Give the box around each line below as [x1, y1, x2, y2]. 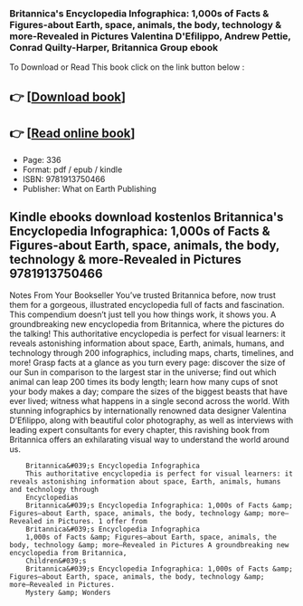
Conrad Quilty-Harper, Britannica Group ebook [9, 41, 219, 53]
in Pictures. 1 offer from [45, 517, 147, 526]
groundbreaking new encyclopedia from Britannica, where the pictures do [9, 319, 285, 330]
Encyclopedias [25, 493, 79, 503]
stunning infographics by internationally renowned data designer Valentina [9, 406, 287, 417]
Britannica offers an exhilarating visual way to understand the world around [9, 434, 289, 446]
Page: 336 [22, 154, 62, 165]
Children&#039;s [25, 556, 88, 566]
